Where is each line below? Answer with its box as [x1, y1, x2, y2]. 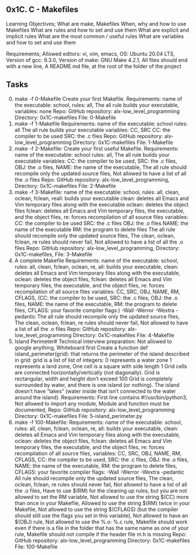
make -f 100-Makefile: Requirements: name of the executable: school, [14, 419, 183, 426]
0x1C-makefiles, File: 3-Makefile [14, 251, 93, 258]
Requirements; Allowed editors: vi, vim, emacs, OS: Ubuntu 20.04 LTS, [6, 50, 175, 57]
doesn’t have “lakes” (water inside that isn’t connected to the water [14, 388, 176, 395]
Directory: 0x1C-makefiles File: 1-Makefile [72, 139, 173, 146]
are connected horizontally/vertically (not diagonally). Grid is [14, 369, 160, 376]
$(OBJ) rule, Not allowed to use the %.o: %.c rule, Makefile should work [14, 518, 188, 525]
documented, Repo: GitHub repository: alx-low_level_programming [14, 406, 175, 413]
